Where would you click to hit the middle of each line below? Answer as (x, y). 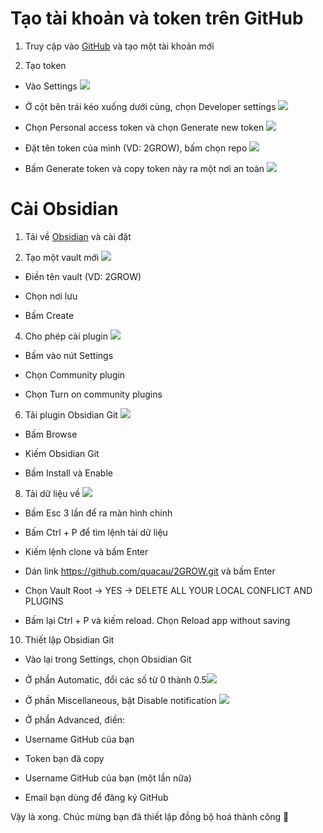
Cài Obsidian (64, 209)
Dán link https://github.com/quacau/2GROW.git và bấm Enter (150, 571)
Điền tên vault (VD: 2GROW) (83, 276)
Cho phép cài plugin (66, 336)
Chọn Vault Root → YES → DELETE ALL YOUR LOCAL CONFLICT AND (168, 590)
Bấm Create (49, 315)
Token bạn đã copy (64, 758)
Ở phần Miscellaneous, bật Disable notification (120, 700)
